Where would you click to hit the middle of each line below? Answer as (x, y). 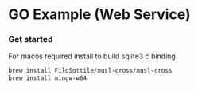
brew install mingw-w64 (48, 78)
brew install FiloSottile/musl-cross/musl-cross (90, 71)
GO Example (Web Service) (99, 15)
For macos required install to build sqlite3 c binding (92, 56)
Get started (31, 39)
